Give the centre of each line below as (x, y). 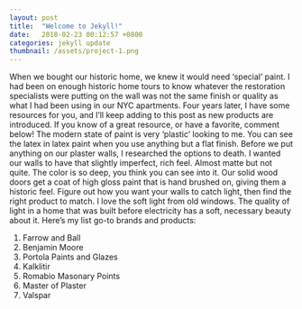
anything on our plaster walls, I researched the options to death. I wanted (145, 153)
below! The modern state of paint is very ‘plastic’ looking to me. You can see (151, 134)
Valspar (37, 295)
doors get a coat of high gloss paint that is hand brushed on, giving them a (148, 182)
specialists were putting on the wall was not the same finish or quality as (144, 96)
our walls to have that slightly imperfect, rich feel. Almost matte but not (141, 163)
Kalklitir (37, 267)
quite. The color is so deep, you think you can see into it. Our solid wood (144, 173)
